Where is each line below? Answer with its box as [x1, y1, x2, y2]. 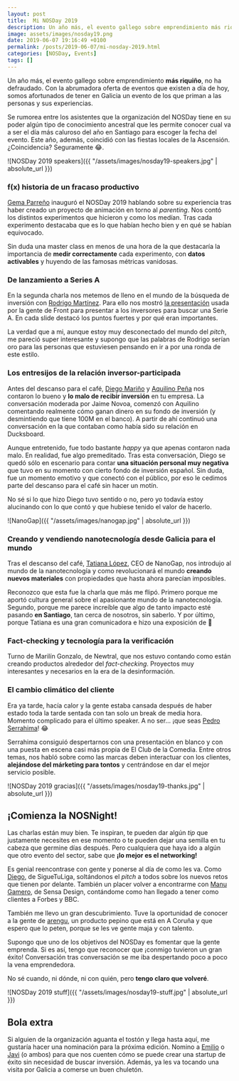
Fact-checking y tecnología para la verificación [7, 636, 174, 646]
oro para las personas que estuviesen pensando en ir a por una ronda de [7, 343, 221, 351]
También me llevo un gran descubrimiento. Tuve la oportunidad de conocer [7, 909, 228, 917]
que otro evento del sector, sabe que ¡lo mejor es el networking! [7, 851, 198, 860]
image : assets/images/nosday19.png [7, 30, 113, 38]
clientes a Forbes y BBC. [7, 895, 80, 904]
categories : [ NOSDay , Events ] [7, 50, 97, 58]
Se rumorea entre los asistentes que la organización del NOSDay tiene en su [7, 112, 231, 121]
